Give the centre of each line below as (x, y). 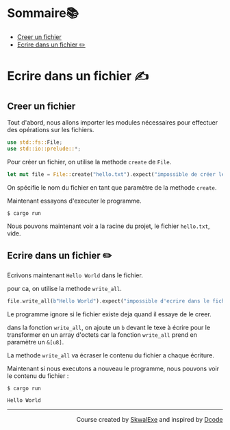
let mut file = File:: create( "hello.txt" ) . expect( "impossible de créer (111, 174)
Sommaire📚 (43, 13)
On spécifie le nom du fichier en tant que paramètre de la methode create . (112, 187)
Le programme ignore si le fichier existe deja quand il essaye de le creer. (110, 314)
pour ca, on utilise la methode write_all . (64, 289)
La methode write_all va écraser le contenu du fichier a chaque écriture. (111, 355)
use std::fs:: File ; (35, 142)
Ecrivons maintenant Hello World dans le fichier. (75, 275)
